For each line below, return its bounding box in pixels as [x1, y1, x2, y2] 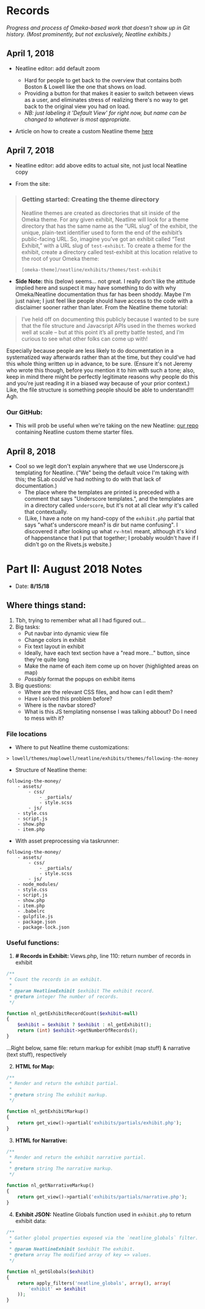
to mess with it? [24, 714, 64, 722]
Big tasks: [15, 623, 40, 630]
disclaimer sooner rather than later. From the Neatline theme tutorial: [15, 303, 188, 311]
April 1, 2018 [6, 48, 54, 59]
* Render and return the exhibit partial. [9, 1080, 119, 1086]
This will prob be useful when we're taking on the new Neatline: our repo [15, 422, 199, 430]
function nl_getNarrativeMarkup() [6, 1183, 95, 1189]
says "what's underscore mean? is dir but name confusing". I [24, 521, 178, 528]
